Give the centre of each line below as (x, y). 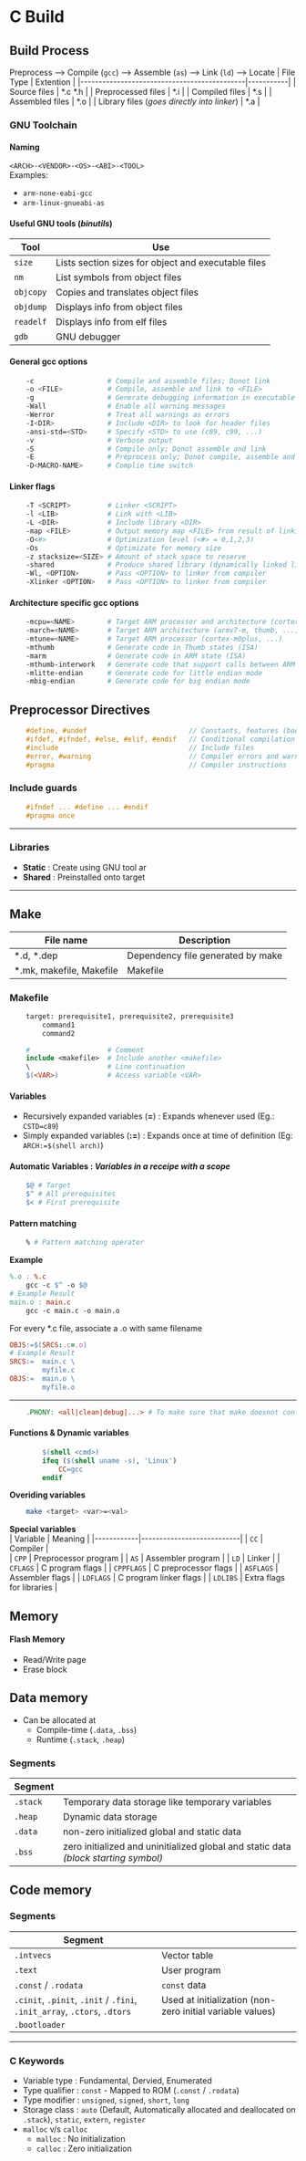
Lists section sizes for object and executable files (161, 263)
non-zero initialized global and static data (152, 1832)
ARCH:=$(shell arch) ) (63, 1145)
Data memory (49, 1698)
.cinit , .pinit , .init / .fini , (76, 1999)
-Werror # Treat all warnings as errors (128, 415)
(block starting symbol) (113, 1857)
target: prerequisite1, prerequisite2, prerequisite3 (130, 1016)
